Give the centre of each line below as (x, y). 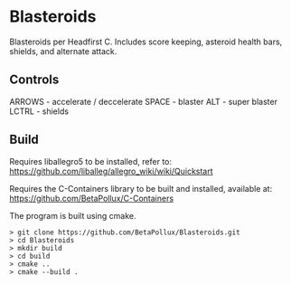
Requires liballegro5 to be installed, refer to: (90, 161)
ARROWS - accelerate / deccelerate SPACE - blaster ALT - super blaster (144, 101)
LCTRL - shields (39, 111)
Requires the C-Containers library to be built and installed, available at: (141, 188)
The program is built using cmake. (73, 215)
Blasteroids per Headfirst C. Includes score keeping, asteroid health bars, (146, 42)
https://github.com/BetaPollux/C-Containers (92, 198)
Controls (34, 80)
